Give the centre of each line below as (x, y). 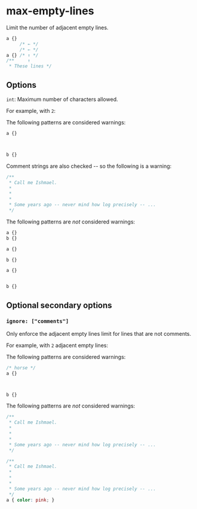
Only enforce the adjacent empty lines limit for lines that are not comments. (99, 333)
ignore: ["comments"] (38, 321)
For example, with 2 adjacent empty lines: (57, 345)
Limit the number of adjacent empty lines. (57, 27)
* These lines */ (30, 66)
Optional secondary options (59, 305)
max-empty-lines (50, 11)
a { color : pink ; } (30, 500)
